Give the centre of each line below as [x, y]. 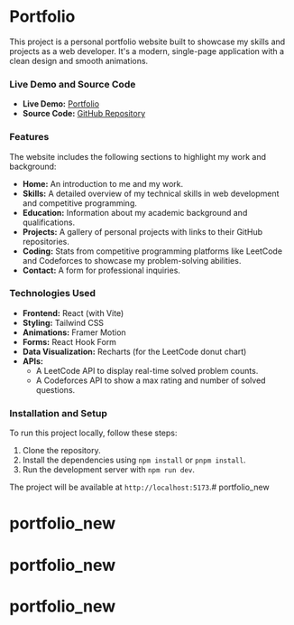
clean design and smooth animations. [79, 61]
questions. [55, 389]
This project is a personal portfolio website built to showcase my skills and [147, 42]
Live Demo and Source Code [73, 84]
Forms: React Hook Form [69, 341]
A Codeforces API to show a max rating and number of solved [151, 380]
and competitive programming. [79, 203]
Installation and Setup [59, 413]
